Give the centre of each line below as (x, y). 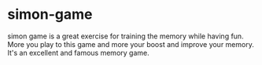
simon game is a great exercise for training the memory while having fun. (126, 36)
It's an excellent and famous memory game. (79, 52)
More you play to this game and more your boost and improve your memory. (131, 44)
